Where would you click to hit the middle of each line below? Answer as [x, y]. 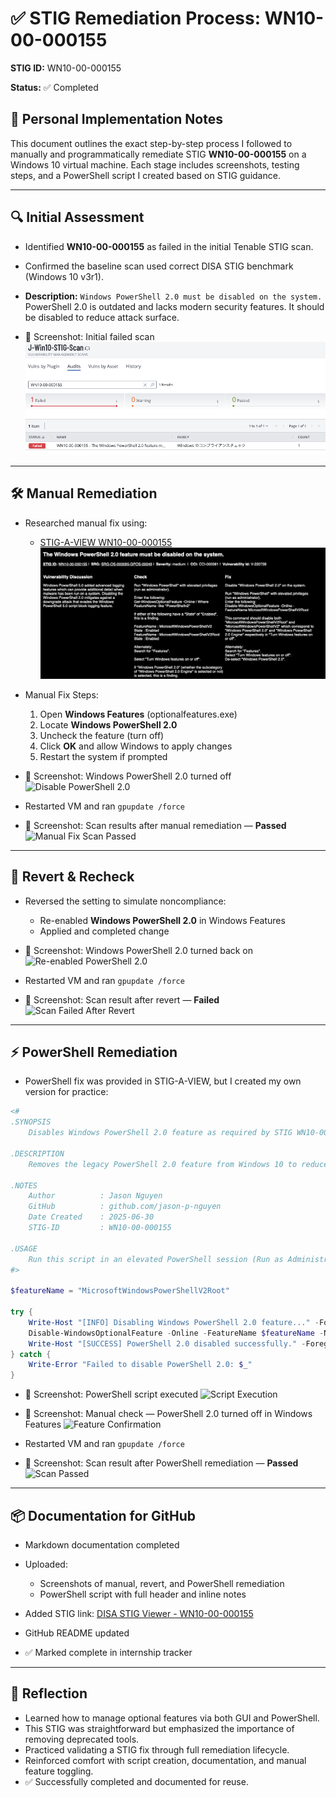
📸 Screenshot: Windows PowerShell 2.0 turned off [128, 776]
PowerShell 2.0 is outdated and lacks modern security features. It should [174, 306]
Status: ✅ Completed [54, 87]
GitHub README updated [77, 1633]
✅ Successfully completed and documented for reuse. [136, 1781]
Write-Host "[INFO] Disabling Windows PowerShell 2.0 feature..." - [174, 1322]
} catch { [31, 1354]
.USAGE [24, 1248]
